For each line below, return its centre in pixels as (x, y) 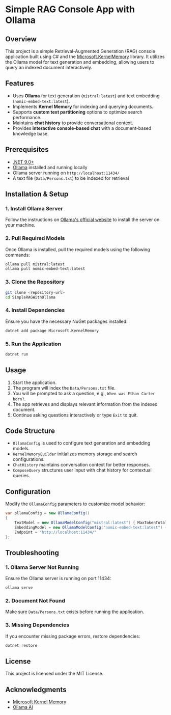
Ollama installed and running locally (50, 167)
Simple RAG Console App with (70, 9)
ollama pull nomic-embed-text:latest (45, 269)
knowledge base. (31, 133)
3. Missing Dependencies (37, 625)
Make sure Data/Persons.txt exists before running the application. (75, 612)
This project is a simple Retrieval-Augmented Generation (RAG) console (80, 51)
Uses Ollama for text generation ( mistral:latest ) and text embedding (86, 96)
